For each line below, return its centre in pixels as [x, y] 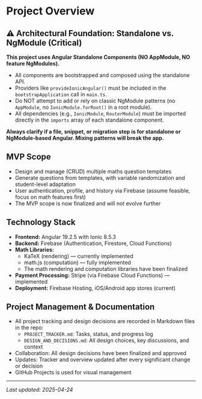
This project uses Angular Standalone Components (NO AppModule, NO [98, 57]
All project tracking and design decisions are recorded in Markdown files [105, 321]
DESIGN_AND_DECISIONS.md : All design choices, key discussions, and [106, 341]
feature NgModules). [33, 63]
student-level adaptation [45, 184]
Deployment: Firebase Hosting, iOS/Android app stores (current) [95, 288]
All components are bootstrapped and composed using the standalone [102, 75]
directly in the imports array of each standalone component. [89, 120]
